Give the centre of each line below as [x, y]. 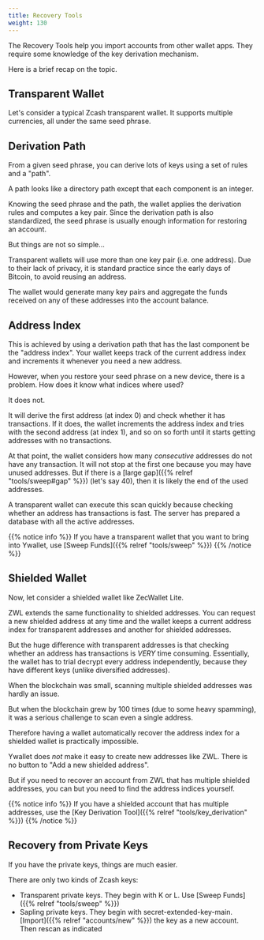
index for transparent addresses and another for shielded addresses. [120, 630]
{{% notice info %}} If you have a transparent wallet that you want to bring [129, 536]
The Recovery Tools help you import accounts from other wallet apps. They [131, 45]
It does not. [27, 400]
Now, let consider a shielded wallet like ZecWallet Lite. [96, 597]
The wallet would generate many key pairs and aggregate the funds [118, 292]
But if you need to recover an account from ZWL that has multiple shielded [129, 780]
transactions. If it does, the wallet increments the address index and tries [126, 423]
